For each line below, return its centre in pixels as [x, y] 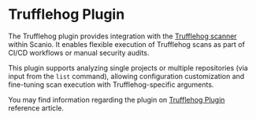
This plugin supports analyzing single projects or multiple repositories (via [128, 67]
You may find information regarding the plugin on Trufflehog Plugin [117, 99]
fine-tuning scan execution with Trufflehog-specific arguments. [111, 85]
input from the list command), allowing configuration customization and [126, 76]
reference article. [36, 108]
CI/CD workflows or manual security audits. [79, 52]
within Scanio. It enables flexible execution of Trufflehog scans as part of [127, 44]
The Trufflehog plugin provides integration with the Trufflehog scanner [123, 36]
